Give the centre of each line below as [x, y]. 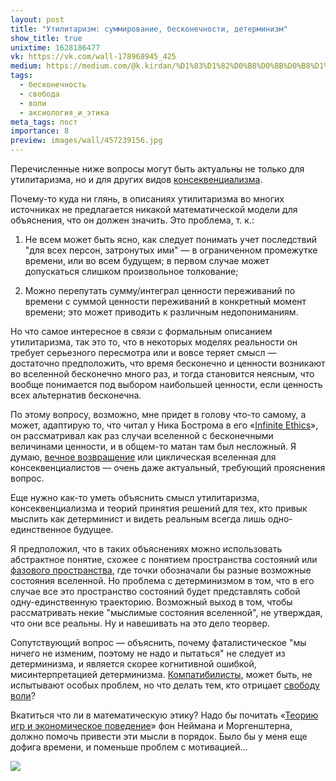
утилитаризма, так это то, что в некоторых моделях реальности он [154, 342]
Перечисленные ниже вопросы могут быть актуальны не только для [157, 169]
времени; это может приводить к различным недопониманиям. [161, 312]
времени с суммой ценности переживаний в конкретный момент [165, 301]
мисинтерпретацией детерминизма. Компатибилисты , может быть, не [161, 674]
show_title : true [46, 38]
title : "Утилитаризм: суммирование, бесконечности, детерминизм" [149, 29]
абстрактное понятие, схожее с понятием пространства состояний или [164, 559]
